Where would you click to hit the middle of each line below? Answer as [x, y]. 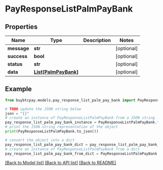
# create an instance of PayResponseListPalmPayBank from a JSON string [80, 118]
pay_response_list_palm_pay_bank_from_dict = [52, 154]
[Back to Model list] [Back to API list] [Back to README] [61, 163]
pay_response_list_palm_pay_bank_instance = [51, 122]
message [18, 48]
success [17, 56]
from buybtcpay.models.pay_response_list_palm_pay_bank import [70, 100]
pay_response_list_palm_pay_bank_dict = [47, 144]
